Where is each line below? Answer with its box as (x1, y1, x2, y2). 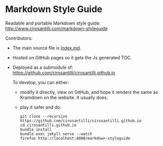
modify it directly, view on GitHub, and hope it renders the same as (20, 89, 158, 95)
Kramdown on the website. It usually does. (20, 94, 108, 100)
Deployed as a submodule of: (12, 64, 74, 70)
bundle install (20, 127, 52, 132)
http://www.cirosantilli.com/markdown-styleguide (5, 25, 108, 31)
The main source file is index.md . (12, 45, 81, 51)
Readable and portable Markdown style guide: (5, 20, 101, 26)
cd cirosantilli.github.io (20, 122, 77, 127)
